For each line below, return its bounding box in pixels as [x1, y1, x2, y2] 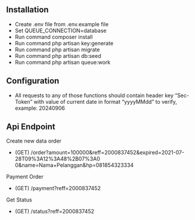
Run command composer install [14, 33, 93, 41]
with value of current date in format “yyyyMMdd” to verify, [33, 98, 178, 105]
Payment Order [6, 173, 44, 181]
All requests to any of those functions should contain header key [14, 92, 174, 99]
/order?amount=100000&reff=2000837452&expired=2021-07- [30, 149, 185, 156]
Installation [6, 5, 49, 15]
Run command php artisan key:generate [14, 39, 114, 47]
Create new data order [6, 137, 61, 145]
